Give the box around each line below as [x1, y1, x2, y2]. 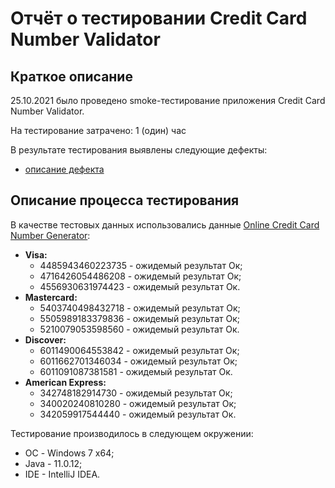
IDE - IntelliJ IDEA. [24, 468, 101, 480]
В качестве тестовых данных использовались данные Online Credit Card [10, 218, 320, 231]
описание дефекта [24, 163, 105, 175]
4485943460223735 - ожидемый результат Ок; [39, 259, 243, 271]
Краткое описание [10, 68, 133, 85]
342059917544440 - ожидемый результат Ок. [39, 408, 237, 420]
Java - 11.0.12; [24, 457, 83, 469]
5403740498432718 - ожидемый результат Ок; [39, 302, 241, 314]
